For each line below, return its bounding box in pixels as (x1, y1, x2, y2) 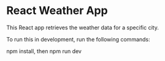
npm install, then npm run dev (6, 47, 82, 55)
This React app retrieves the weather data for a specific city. (6, 24, 159, 31)
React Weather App (6, 4, 109, 18)
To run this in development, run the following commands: (6, 35, 150, 43)
